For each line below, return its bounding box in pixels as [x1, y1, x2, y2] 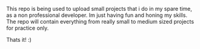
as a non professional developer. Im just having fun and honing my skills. [6, 11, 188, 19]
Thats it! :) [6, 36, 32, 43]
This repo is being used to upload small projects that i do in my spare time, [6, 5, 193, 12]
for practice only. [6, 24, 49, 31]
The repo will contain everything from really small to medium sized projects [6, 18, 195, 25]
